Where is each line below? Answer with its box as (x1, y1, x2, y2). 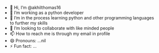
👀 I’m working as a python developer (9, 10, 84, 16)
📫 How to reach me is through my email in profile (9, 31, 110, 36)
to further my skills (9, 20, 48, 26)
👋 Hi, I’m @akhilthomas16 (9, 5, 61, 10)
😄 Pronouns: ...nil (9, 38, 46, 43)
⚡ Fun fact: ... (9, 43, 37, 49)
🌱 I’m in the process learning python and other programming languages (9, 15, 155, 20)
